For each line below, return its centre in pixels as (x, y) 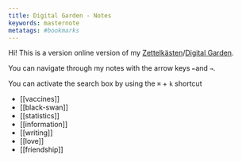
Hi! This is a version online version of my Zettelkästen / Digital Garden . (121, 53)
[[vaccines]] (40, 99)
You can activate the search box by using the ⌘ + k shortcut (105, 83)
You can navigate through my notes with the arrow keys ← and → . (112, 68)
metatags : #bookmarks (44, 30)
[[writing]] (36, 133)
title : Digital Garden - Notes (60, 15)
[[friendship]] (41, 150)
